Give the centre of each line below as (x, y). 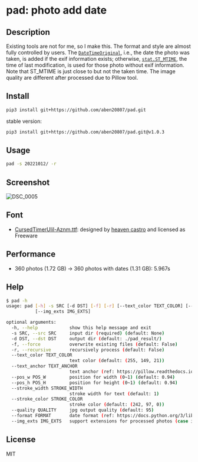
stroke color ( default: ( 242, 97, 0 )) (117, 405)
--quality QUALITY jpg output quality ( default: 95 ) (83, 410)
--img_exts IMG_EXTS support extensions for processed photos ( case (100, 421)
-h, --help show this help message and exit (81, 328)
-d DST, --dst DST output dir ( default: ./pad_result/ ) (87, 339)
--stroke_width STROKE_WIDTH (47, 388)
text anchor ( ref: (92, 372)
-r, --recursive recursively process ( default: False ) (88, 350)
